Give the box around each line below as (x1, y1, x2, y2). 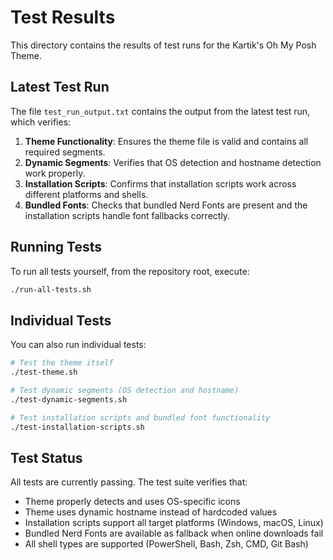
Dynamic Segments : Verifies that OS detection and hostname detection (24, 156, 322, 168)
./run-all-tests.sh (10, 284, 92, 295)
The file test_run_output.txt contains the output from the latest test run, (10, 105, 311, 117)
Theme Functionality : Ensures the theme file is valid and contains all (24, 135, 309, 147)
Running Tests (10, 239, 102, 256)
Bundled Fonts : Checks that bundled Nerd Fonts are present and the (24, 199, 308, 211)
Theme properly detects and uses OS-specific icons (24, 496, 241, 508)
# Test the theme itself (10, 358, 114, 368)
